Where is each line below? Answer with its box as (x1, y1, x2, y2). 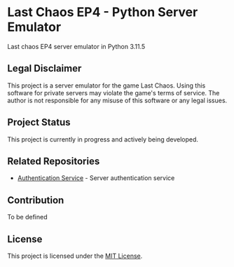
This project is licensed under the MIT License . (7, 252, 143, 260)
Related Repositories (7, 155, 100, 167)
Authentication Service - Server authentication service (17, 174, 175, 182)
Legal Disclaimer (7, 62, 82, 74)
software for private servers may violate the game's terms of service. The (7, 88, 220, 97)
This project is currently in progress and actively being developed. (7, 135, 198, 144)
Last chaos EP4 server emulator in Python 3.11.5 (7, 42, 146, 50)
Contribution (7, 194, 64, 206)
